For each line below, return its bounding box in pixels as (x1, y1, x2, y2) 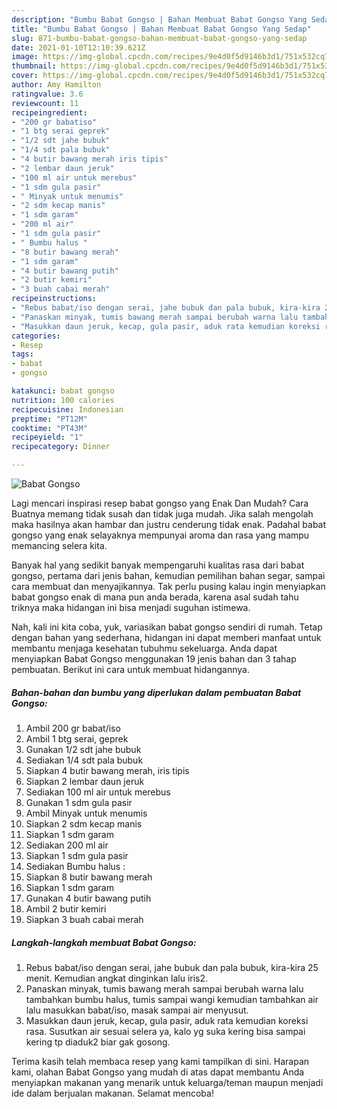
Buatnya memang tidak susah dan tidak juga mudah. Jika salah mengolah (11, 508, 314, 520)
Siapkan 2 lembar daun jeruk (25, 775, 145, 787)
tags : (11, 349, 34, 360)
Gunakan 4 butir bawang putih (25, 892, 152, 904)
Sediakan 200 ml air (25, 839, 109, 851)
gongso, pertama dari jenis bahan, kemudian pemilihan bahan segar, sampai (11, 570, 326, 581)
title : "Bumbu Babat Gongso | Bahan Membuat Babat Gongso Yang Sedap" (11, 24, 312, 34)
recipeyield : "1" (11, 432, 84, 443)
